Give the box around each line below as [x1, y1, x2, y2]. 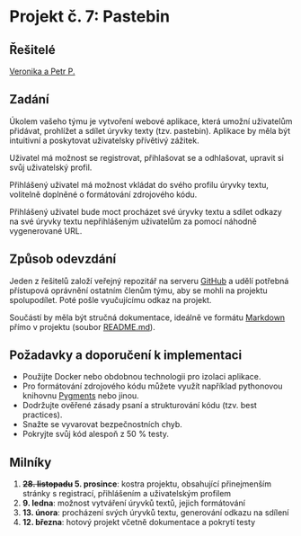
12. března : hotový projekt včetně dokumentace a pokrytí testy [22, 517, 256, 528]
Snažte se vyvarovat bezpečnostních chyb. [22, 419, 182, 430]
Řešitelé [9, 42, 56, 58]
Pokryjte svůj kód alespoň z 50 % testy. [22, 429, 169, 440]
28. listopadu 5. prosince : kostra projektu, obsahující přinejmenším [22, 478, 272, 489]
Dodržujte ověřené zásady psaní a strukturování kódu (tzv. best [22, 400, 258, 411]
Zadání [9, 92, 49, 107]
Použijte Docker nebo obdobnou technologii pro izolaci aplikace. [22, 371, 261, 382]
